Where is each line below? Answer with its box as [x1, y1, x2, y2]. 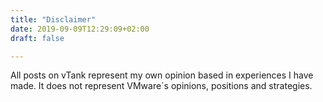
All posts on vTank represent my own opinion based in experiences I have [10, 69, 314, 81]
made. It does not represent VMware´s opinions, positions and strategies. [10, 80, 313, 92]
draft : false [10, 33, 65, 43]
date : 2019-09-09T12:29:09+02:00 [10, 24, 150, 34]
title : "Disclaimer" [10, 14, 97, 25]
